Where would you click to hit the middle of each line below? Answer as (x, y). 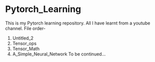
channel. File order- (25, 28)
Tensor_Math (26, 48)
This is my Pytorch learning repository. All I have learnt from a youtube (78, 23)
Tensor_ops (24, 43)
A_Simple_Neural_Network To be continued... (59, 54)
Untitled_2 (23, 38)
